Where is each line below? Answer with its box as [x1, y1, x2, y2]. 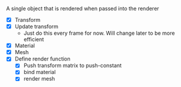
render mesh [23, 75, 55, 82]
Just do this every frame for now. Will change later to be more [23, 29, 175, 37]
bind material [23, 69, 56, 76]
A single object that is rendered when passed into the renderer [6, 5, 159, 12]
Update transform [14, 23, 59, 30]
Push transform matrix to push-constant [23, 62, 122, 69]
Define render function [14, 55, 71, 62]
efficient [23, 36, 45, 43]
